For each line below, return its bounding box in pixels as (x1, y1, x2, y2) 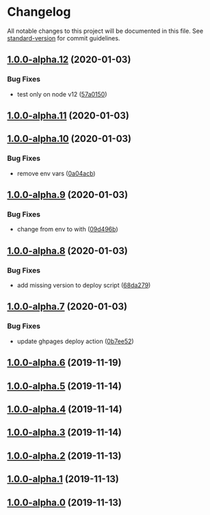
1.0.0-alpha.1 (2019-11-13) (7, 473, 120, 485)
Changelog (7, 4, 71, 20)
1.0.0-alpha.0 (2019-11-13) (7, 497, 122, 508)
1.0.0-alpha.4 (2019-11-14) (7, 403, 122, 415)
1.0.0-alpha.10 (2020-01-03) (7, 133, 132, 145)
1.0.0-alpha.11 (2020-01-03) (7, 110, 130, 122)
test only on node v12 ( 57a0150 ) (16, 90, 107, 98)
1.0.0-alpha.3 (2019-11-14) (7, 427, 122, 438)
